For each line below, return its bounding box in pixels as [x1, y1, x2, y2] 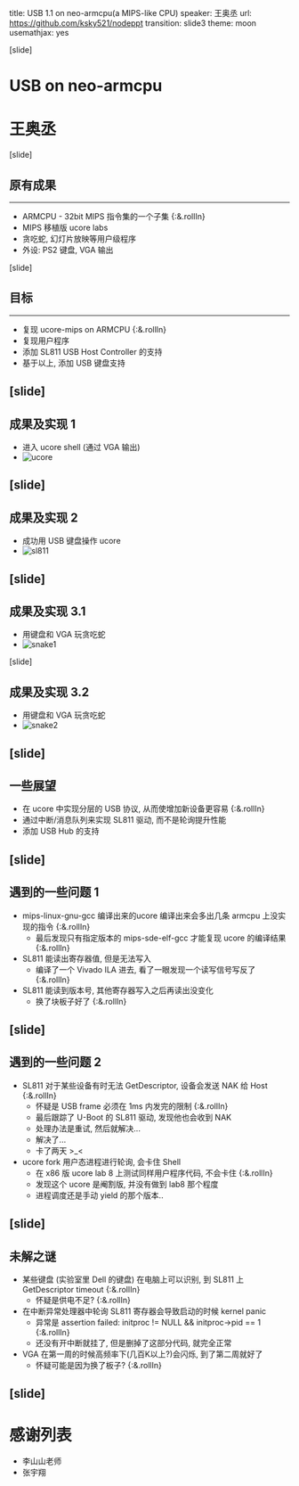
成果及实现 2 [9, 510, 78, 525]
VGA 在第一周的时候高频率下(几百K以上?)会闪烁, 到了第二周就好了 [21, 1349, 263, 1359]
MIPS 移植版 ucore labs [21, 222, 109, 233]
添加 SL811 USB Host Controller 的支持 [21, 346, 163, 357]
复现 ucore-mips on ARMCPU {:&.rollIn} [21, 324, 167, 334]
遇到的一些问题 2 [9, 1055, 102, 1070]
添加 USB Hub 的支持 [21, 825, 100, 836]
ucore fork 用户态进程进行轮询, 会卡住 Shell [21, 1156, 181, 1167]
